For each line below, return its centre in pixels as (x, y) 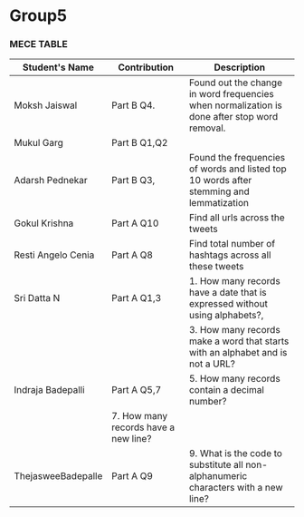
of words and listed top (237, 169)
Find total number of (232, 244)
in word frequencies (231, 94)
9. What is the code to (236, 454)
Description (240, 67)
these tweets (216, 267)
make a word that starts (239, 341)
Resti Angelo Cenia (54, 255)
